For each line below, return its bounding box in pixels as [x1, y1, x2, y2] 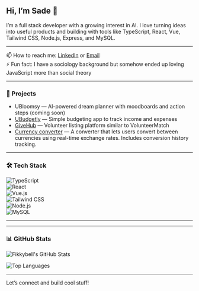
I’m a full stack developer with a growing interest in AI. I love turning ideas [6, 21, 187, 28]
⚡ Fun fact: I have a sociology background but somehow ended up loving [6, 60, 185, 68]
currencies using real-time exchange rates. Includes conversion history [14, 135, 189, 142]
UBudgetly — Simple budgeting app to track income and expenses [14, 116, 178, 123]
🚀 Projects [6, 89, 37, 98]
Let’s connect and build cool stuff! [6, 279, 89, 286]
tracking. [14, 140, 37, 148]
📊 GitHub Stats [6, 235, 52, 243]
